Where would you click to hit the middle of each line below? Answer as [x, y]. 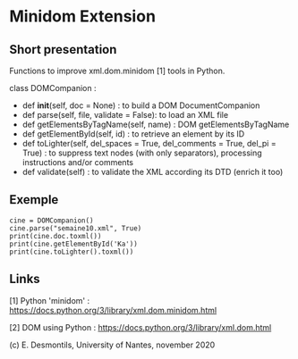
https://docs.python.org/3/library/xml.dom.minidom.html [113, 310]
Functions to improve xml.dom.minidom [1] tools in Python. [117, 71]
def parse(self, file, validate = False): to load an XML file [125, 115]
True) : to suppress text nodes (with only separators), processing [142, 153]
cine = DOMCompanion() [51, 221]
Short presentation [63, 50]
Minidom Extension [83, 17]
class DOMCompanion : [53, 88]
